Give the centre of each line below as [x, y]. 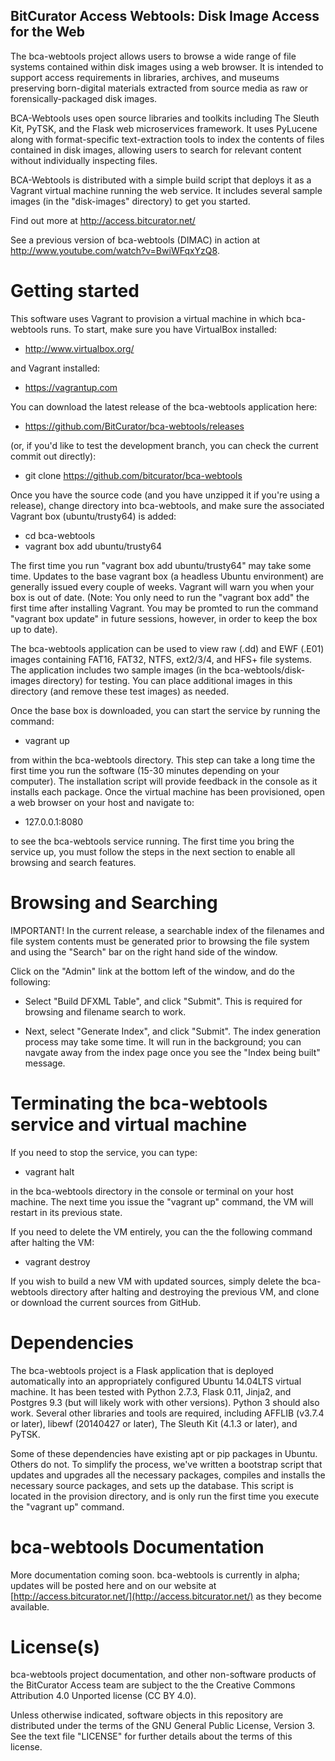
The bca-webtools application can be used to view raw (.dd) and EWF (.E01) [167, 648]
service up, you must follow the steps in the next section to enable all [153, 851]
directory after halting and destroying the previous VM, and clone [184, 1291]
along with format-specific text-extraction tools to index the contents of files [167, 139]
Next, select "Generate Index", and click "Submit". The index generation [172, 1031]
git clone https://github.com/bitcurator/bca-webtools [133, 475]
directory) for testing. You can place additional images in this [167, 680]
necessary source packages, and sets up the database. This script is [152, 1485]
